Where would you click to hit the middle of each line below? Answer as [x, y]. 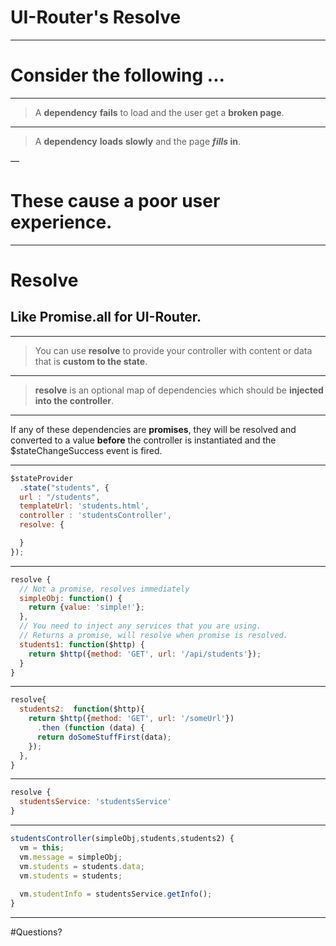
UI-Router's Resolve [96, 17]
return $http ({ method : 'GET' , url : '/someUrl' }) [131, 719]
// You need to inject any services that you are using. [140, 626]
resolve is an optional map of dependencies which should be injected [179, 390]
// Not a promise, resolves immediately [104, 589]
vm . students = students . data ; [82, 866]
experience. [61, 222]
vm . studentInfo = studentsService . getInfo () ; [116, 894]
